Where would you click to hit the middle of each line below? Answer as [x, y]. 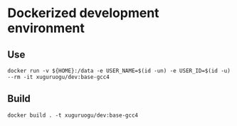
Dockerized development [83, 13]
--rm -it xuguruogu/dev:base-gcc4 [59, 77]
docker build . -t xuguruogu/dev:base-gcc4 [73, 115]
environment [46, 28]
